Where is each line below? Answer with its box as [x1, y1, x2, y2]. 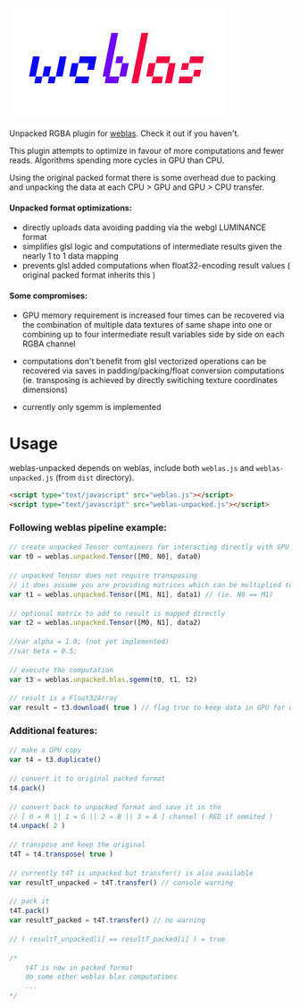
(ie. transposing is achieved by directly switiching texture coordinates [21, 375, 279, 386]
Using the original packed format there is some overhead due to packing [9, 173, 277, 183]
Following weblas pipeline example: [9, 522, 168, 534]
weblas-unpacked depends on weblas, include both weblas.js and [9, 463, 254, 474]
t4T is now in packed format [25, 963, 134, 972]
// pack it [9, 897, 50, 906]
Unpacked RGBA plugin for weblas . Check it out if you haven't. [9, 128, 239, 139]
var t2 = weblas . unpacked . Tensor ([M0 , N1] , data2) [9, 619, 202, 628]
